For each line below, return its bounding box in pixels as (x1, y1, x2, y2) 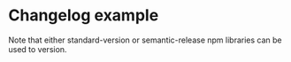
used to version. (8, 43, 67, 54)
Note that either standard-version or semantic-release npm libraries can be (8, 35, 282, 45)
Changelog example (8, 5, 159, 26)
